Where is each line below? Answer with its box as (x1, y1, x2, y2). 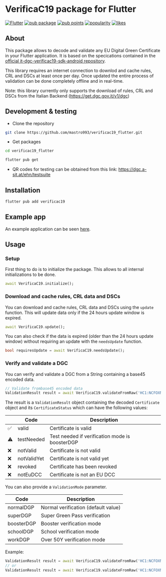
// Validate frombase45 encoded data (5, 386, 83, 391)
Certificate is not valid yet (49, 455, 109, 462)
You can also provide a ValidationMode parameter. (5, 484, 107, 490)
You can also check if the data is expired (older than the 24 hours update (5, 333, 154, 339)
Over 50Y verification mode (41, 536, 105, 543)
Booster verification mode (41, 520, 101, 527)
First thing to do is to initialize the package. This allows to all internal (5, 266, 144, 272)
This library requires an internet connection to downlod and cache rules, (5, 67, 152, 73)
